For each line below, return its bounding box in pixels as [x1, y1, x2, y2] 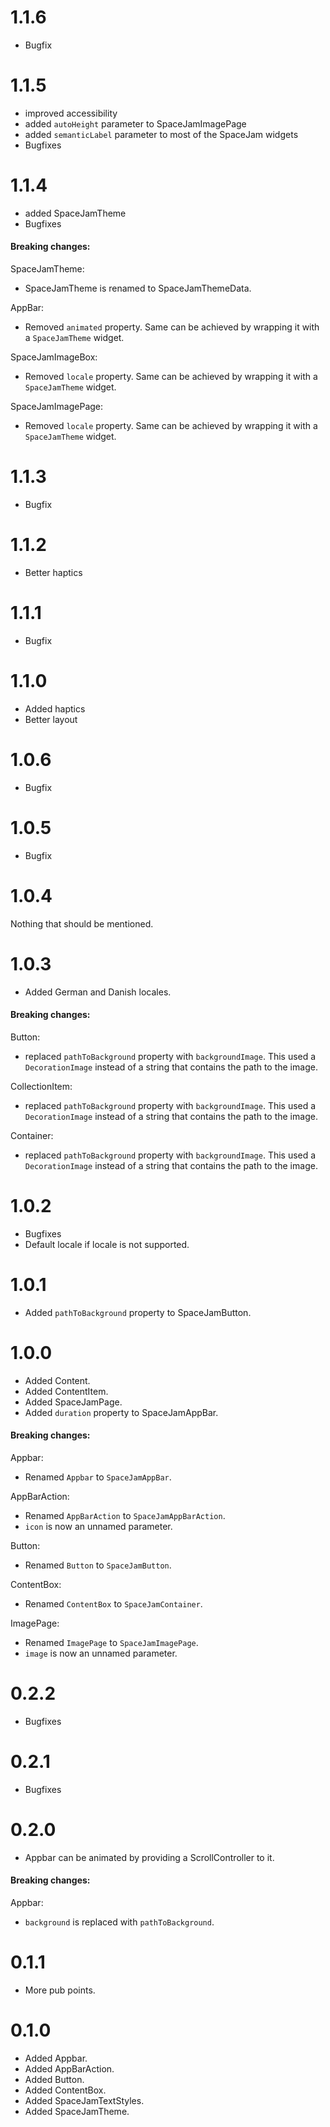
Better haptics [24, 566, 83, 578]
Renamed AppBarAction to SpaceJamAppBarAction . [24, 1509, 226, 1521]
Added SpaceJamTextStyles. [24, 2094, 145, 2106]
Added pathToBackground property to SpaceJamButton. [24, 1306, 252, 1318]
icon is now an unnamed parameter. [24, 1520, 173, 1532]
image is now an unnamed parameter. [24, 1647, 178, 1659]
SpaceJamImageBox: [10, 351, 98, 363]
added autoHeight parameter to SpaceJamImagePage [24, 117, 247, 130]
